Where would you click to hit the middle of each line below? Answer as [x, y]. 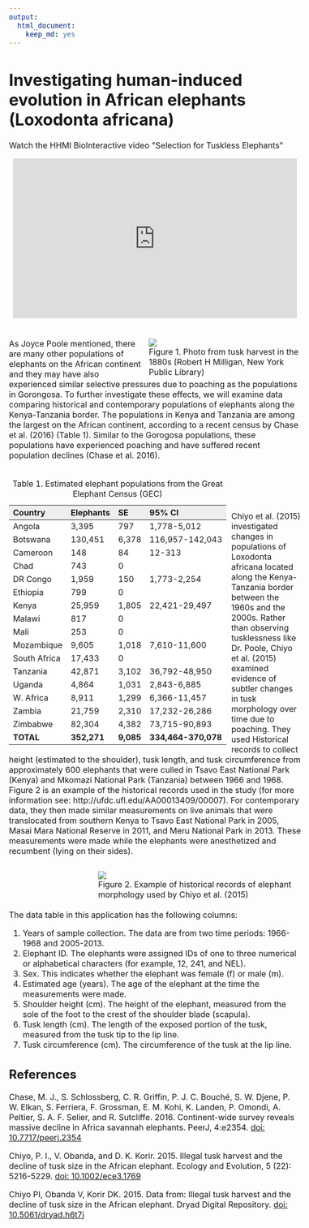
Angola [27, 527]
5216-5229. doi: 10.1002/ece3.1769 [75, 1176]
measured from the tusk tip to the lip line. [101, 1035]
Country [29, 513]
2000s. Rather [258, 618]
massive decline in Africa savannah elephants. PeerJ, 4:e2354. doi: [137, 1127]
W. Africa [31, 698]
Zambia [27, 711]
